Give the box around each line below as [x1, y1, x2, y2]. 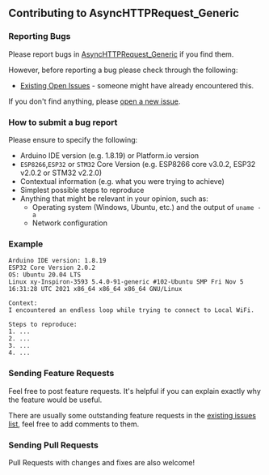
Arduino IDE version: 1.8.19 [8, 257, 107, 265]
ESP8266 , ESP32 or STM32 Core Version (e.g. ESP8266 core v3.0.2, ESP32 [19, 159, 256, 169]
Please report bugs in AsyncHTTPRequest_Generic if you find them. [8, 49, 234, 59]
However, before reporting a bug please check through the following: [8, 65, 238, 75]
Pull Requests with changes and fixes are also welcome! [8, 457, 195, 467]
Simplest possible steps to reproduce [19, 185, 145, 195]
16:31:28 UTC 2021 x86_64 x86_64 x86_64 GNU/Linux [8, 285, 183, 293]
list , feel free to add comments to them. [8, 419, 140, 429]
